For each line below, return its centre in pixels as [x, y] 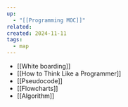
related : [19, 27]
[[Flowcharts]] [37, 88]
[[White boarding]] [44, 66]
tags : [14, 40]
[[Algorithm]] [36, 96]
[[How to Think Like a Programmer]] [69, 73]
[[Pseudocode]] [39, 81]
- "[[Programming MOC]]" [49, 20]
